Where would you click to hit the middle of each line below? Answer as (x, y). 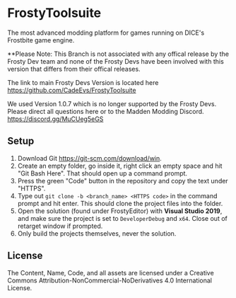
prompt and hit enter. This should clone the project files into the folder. (120, 203)
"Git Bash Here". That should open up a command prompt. (102, 173)
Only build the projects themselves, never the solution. (97, 233)
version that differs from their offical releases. (74, 69)
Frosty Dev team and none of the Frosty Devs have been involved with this (116, 61)
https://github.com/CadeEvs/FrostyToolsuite (72, 90)
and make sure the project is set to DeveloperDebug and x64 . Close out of (122, 218)
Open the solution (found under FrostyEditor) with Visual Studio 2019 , (120, 211)
